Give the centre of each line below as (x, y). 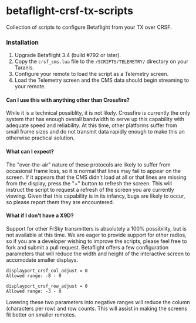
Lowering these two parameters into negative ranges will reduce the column (98, 302)
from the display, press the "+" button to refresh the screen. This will (89, 183)
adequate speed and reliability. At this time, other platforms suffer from (92, 125)
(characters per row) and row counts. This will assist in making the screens (97, 308)
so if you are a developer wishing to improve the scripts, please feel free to (97, 241)
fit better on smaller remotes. (41, 314)
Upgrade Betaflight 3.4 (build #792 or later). (68, 55)
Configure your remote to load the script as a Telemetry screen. (92, 74)
